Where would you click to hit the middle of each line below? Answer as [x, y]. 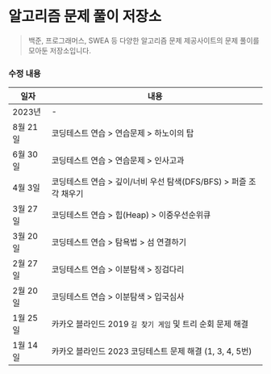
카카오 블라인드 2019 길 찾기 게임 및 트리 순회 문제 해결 [150, 324]
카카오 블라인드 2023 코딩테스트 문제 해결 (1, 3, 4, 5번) [152, 351]
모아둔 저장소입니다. [59, 50]
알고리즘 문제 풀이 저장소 [85, 17]
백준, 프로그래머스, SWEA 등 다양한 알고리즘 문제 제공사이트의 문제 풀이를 [144, 40]
